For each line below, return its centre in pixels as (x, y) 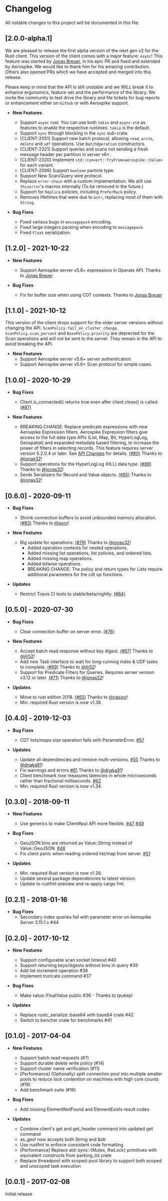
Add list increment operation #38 (54, 971)
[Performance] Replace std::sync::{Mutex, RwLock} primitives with (88, 1150)
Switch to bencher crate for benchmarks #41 (66, 1020)
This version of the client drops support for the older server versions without (84, 323)
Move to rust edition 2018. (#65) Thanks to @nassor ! (74, 697)
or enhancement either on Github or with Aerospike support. (67, 103)
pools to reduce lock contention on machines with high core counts (89, 1079)
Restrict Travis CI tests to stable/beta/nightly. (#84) (73, 594)
